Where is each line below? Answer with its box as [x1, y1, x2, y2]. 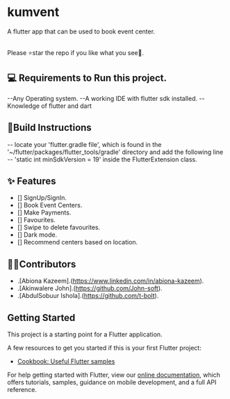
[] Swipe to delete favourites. [17, 224, 101, 232]
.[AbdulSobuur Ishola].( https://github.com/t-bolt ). [17, 292, 159, 300]
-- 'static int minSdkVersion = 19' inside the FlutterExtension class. [7, 155, 197, 164]
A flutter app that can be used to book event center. [7, 27, 155, 36]
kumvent [7, 4, 60, 20]
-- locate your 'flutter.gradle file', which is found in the [7, 140, 162, 148]
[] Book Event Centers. [17, 201, 83, 210]
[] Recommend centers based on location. [17, 238, 138, 247]
